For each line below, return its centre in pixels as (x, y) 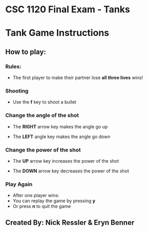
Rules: (13, 66)
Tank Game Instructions (57, 33)
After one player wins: (36, 196)
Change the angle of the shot (42, 115)
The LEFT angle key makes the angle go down (61, 137)
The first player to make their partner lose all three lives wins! (78, 78)
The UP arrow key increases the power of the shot (66, 161)
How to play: (26, 52)
